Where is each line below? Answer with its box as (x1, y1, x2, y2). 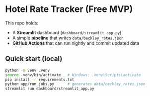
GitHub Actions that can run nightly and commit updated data (12, 40, 140, 46)
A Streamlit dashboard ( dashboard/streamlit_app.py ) (12, 29, 122, 35)
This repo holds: (5, 20, 39, 26)
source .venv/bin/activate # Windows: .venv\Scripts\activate (5, 72, 141, 78)
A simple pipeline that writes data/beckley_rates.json (12, 35, 124, 41)
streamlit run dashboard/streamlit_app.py (5, 86, 94, 92)
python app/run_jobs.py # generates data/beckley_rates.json (5, 82, 146, 87)
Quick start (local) (5, 55, 63, 63)
